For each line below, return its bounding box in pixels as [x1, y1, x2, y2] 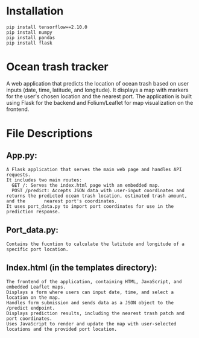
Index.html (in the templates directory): [6, 263, 157, 273]
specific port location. [6, 246, 69, 252]
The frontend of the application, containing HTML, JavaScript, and [6, 278, 182, 284]
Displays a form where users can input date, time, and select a [6, 289, 174, 295]
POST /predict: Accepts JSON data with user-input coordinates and [11, 187, 185, 193]
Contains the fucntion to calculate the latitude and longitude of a [6, 241, 185, 247]
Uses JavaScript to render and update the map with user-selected [6, 321, 177, 327]
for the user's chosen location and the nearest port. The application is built [6, 92, 192, 100]
